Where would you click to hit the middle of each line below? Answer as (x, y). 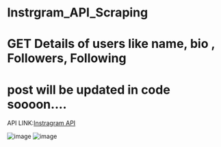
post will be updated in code (89, 90)
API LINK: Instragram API (41, 123)
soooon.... (37, 104)
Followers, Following (67, 58)
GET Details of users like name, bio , (111, 44)
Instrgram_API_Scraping (78, 13)
